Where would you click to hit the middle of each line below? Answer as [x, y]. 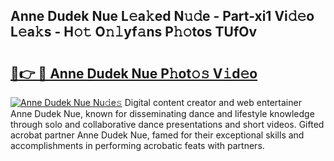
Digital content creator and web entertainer [213, 102]
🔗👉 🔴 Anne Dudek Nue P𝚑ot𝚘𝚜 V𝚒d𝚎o [134, 73]
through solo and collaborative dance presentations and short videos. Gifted [167, 124]
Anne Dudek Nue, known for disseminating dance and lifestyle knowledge [162, 113]
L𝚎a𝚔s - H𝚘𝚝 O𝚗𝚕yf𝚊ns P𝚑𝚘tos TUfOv [134, 32]
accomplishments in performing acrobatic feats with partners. [137, 145]
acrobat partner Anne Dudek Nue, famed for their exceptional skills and [157, 135]
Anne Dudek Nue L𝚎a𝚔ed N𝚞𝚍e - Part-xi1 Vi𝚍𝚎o [162, 16]
